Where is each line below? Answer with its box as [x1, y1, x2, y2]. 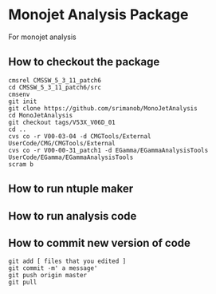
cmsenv [8, 90, 30, 98]
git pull [8, 278, 37, 287]
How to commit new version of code [8, 236, 191, 249]
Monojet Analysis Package [8, 6, 189, 24]
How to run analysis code [8, 209, 137, 223]
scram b [8, 160, 34, 169]
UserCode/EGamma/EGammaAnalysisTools [8, 153, 134, 161]
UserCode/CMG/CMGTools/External [8, 139, 116, 147]
